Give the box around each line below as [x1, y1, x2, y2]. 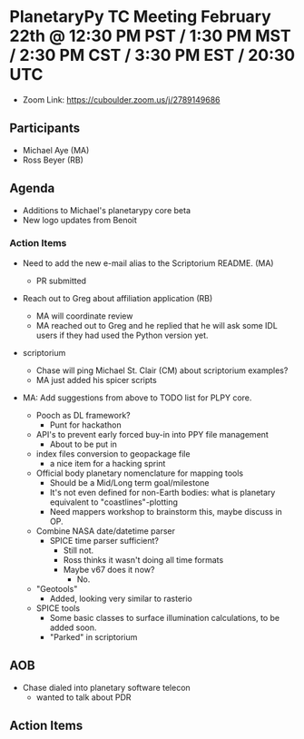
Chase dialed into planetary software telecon [22, 682, 191, 693]
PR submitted [35, 275, 87, 286]
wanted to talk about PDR [35, 692, 132, 703]
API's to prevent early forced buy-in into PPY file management [35, 429, 270, 439]
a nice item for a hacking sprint [49, 458, 166, 468]
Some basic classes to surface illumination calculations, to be [49, 612, 280, 623]
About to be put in [49, 438, 118, 449]
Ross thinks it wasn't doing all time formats [63, 554, 224, 565]
